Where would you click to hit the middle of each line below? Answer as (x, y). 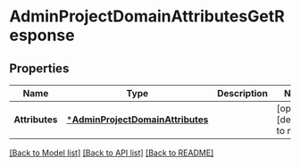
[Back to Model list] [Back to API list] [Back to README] (112, 153)
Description (242, 93)
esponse (42, 35)
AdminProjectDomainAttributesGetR (147, 17)
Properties (39, 68)
